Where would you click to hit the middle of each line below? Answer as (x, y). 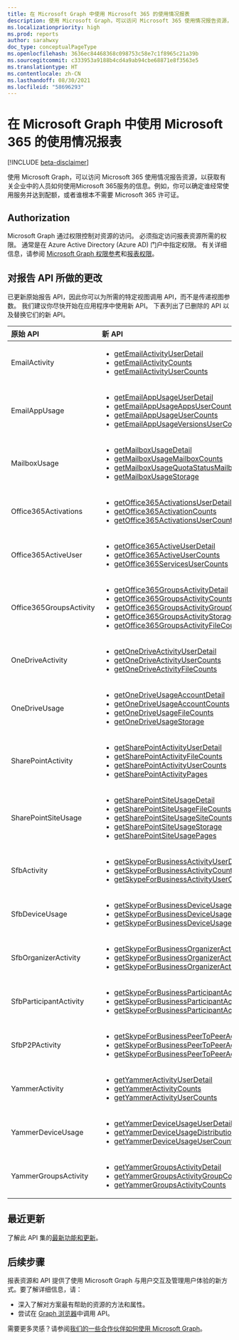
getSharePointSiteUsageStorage (168, 826)
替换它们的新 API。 (41, 314)
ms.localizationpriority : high (54, 27)
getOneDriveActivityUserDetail (165, 651)
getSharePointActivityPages (160, 774)
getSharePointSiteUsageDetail (164, 800)
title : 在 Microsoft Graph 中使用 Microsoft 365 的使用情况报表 (99, 14)
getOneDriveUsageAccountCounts (171, 703)
